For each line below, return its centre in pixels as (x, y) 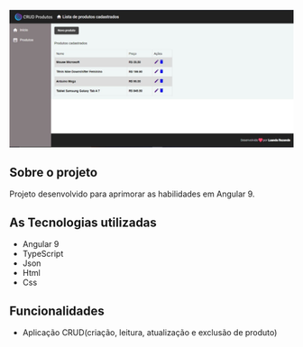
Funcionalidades (57, 310)
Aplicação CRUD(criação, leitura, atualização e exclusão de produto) (150, 333)
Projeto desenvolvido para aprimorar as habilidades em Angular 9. (132, 194)
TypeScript (43, 254)
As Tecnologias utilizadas (83, 222)
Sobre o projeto (53, 173)
